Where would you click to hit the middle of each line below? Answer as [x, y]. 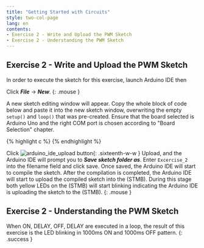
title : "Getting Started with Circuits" [58, 12]
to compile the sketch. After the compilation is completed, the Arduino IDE [99, 172]
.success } [19, 239]
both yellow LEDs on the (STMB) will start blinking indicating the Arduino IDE [102, 185]
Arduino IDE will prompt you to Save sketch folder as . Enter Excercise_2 [97, 159]
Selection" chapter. [30, 129]
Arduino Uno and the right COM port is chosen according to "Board [91, 123]
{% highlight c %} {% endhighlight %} [54, 141]
